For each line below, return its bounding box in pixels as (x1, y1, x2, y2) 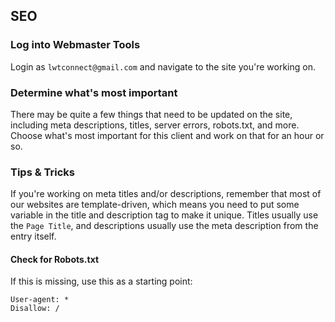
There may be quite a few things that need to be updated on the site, (10, 108, 293, 120)
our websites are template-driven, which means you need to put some (10, 199, 300, 211)
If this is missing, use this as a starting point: (10, 275, 193, 288)
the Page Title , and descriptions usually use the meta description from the (10, 220, 319, 232)
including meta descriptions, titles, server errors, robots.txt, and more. (10, 119, 300, 131)
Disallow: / (10, 304, 60, 314)
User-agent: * (10, 295, 70, 305)
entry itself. (10, 230, 57, 243)
